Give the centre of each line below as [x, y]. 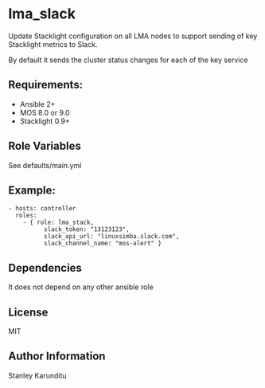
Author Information [57, 357]
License [28, 312]
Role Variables [45, 146]
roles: [26, 216]
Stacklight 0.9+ [45, 121]
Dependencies [45, 268]
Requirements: [46, 85]
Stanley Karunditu [37, 375]
